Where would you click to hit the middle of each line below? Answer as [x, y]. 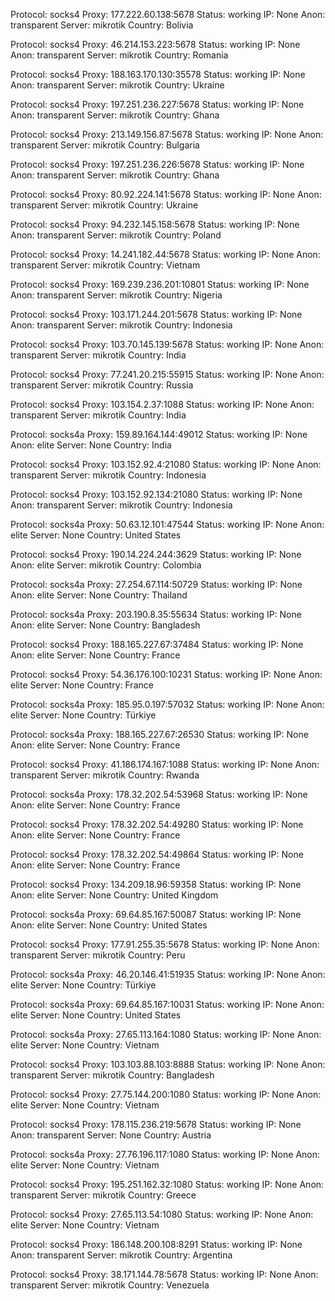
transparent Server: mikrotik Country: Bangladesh [112, 1075]
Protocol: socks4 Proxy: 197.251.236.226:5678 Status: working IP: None [157, 164]
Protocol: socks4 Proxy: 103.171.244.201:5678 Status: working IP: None [156, 314]
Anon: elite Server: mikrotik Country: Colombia [106, 565]
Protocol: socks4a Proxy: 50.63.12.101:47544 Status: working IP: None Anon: [167, 524]
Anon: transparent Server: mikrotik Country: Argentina [121, 1255]
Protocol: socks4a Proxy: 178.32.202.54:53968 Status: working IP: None [159, 794]
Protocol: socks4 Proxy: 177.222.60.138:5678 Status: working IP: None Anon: [168, 14]
